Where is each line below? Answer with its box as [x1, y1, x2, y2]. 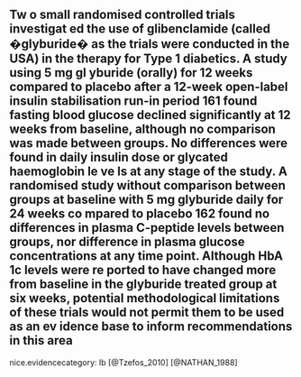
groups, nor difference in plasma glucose [9, 234, 245, 250]
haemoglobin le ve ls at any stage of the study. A [9, 164, 288, 179]
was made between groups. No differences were [9, 135, 288, 152]
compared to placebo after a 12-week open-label [9, 79, 288, 95]
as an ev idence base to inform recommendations [9, 319, 293, 335]
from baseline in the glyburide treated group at [9, 277, 278, 292]
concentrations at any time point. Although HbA [9, 248, 284, 264]
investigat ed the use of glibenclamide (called [9, 22, 270, 37]
